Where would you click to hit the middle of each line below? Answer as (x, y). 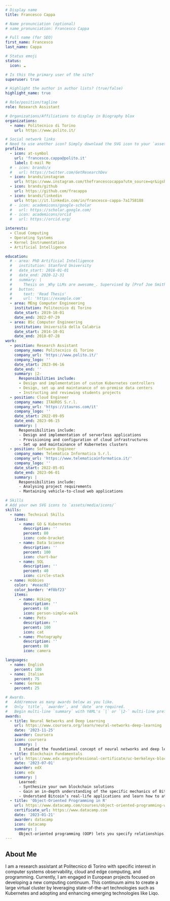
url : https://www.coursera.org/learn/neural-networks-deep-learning (88, 726)
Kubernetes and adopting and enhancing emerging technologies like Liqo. (82, 893)
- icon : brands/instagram (37, 177)
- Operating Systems (31, 238)
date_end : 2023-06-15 (37, 421)
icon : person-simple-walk (51, 613)
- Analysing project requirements (55, 487)
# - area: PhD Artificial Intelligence (52, 261)
